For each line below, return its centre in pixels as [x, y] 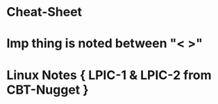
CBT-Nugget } [48, 90]
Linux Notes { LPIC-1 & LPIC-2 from [109, 75]
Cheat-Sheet [44, 12]
